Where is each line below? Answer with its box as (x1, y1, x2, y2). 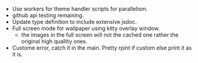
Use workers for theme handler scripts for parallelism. (12, 6, 148, 12)
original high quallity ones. (21, 38, 88, 45)
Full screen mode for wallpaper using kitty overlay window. (12, 24, 160, 32)
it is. (12, 51, 23, 57)
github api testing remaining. (12, 12, 84, 19)
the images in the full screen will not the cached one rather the (21, 31, 179, 39)
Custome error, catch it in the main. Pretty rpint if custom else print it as (12, 44, 192, 51)
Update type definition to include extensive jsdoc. (12, 18, 137, 25)
